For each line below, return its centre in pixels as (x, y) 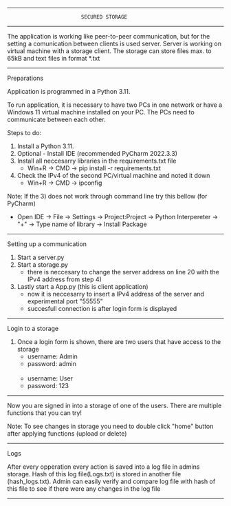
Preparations (25, 78)
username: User (50, 378)
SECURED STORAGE (104, 17)
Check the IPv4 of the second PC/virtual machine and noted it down (113, 175)
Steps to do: (24, 133)
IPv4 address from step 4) (64, 279)
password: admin (52, 364)
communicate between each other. (56, 119)
